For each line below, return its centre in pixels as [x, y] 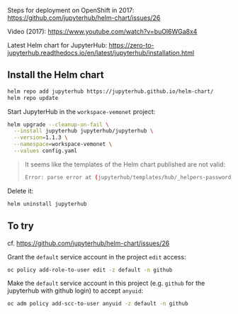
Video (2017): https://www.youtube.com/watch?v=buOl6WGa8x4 [102, 32]
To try [21, 226]
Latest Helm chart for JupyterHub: [57, 45]
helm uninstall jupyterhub [47, 204]
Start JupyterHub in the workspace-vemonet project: [81, 111]
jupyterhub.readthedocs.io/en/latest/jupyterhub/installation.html [101, 53]
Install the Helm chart [56, 75]
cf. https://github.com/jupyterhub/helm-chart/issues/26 [89, 243]
